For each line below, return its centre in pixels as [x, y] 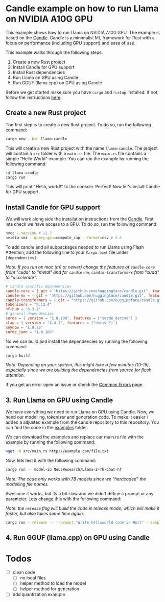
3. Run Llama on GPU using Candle [59, 400]
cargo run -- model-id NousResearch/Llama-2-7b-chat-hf [64, 470]
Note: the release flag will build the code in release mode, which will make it [82, 508]
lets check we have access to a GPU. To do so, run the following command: [82, 224]
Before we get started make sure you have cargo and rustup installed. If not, [82, 92]
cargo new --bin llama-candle [36, 139]
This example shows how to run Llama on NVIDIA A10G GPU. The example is [83, 32]
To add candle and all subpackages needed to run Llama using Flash [75, 247]
